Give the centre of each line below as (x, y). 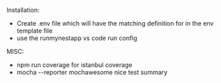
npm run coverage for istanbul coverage (75, 65)
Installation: (23, 10)
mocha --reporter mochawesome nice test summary (92, 72)
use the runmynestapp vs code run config (77, 38)
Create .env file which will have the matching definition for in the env (115, 23)
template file (35, 31)
